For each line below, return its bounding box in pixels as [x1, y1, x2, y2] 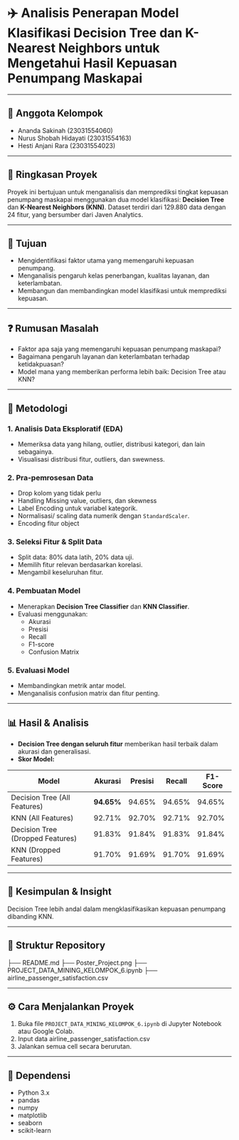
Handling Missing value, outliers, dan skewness [17, 497, 157, 505]
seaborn [17, 1119, 43, 1127]
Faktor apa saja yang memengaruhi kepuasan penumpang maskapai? [17, 345, 222, 354]
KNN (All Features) [11, 813, 74, 823]
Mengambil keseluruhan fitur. [17, 568, 104, 576]
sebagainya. [17, 447, 54, 455]
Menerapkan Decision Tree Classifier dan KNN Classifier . [17, 602, 190, 611]
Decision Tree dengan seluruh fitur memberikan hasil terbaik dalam [17, 739, 218, 748]
